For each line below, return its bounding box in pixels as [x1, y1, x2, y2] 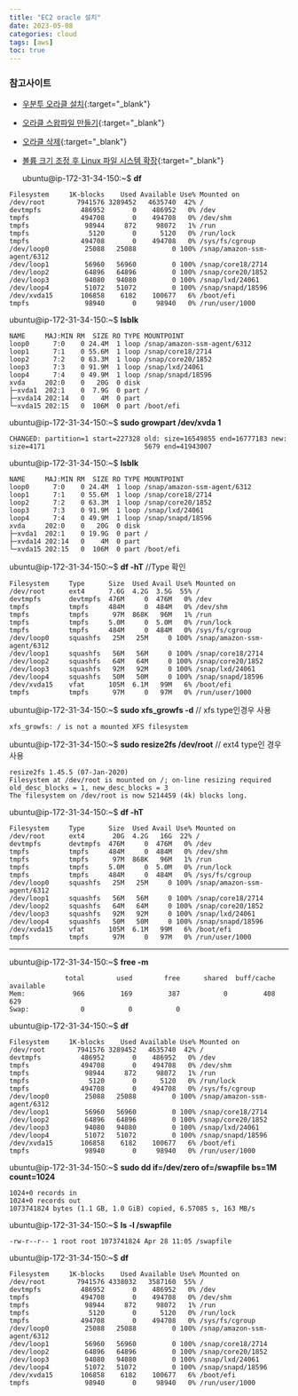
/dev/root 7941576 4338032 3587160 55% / [9, 1278, 204, 1287]
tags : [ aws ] [9, 37, 53, 47]
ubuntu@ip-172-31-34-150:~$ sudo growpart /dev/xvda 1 [9, 417, 222, 428]
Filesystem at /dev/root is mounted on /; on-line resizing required [9, 776, 272, 785]
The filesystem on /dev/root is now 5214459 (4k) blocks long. [9, 791, 248, 800]
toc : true [9, 46, 46, 55]
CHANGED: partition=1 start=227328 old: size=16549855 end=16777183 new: [9, 434, 288, 444]
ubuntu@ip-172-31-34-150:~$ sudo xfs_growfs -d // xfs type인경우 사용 [9, 705, 272, 716]
